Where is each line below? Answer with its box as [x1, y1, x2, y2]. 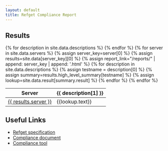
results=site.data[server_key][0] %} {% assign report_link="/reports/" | [5, 56, 155, 62]
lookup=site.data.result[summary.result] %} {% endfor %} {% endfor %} [5, 77, 158, 83]
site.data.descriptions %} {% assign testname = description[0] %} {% [5, 67, 153, 73]
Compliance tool [12, 140, 48, 146]
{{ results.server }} [8, 98, 52, 105]
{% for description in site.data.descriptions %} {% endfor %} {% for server [5, 45, 163, 51]
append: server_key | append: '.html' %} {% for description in [5, 61, 135, 67]
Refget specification [12, 129, 55, 136]
